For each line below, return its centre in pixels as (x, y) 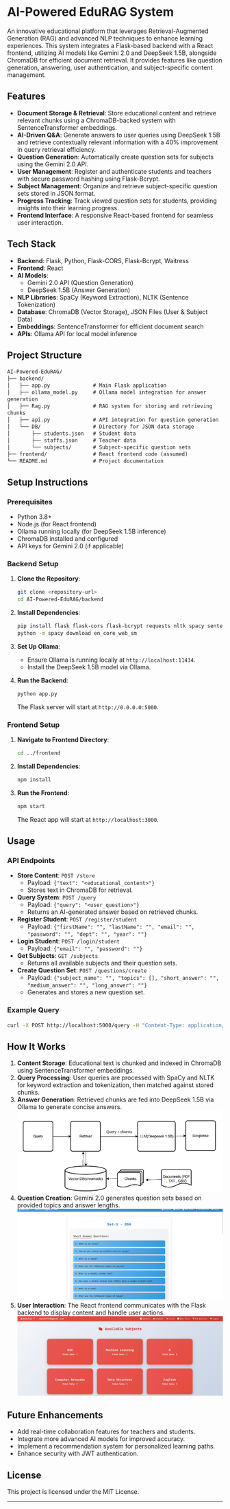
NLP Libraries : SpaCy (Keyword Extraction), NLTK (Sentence (103, 297)
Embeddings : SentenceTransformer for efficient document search (110, 326)
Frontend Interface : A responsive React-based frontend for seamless (115, 215)
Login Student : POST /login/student (68, 941)
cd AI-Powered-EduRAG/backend (60, 600)
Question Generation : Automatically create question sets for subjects (115, 157)
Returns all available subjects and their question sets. (102, 963)
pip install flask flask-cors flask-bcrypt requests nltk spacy (111, 626)
